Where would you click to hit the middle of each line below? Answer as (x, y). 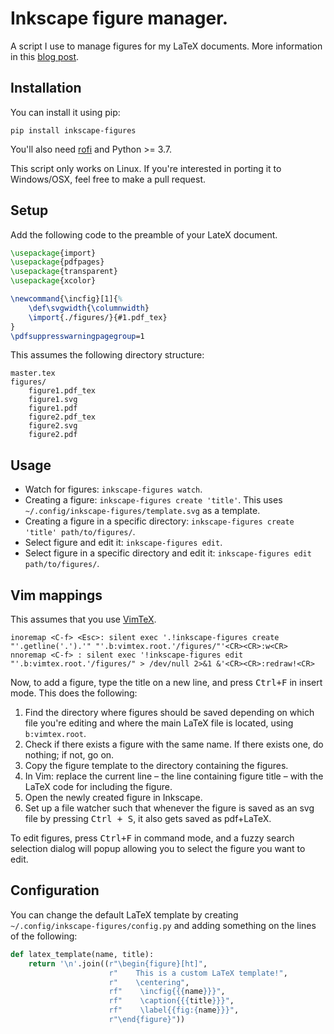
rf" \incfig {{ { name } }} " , (167, 992)
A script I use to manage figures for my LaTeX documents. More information (166, 46)
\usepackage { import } (53, 253)
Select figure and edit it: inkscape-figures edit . (123, 543)
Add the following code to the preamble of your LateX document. (144, 234)
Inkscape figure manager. (119, 18)
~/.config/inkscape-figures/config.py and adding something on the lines (163, 925)
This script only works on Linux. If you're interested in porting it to (146, 168)
